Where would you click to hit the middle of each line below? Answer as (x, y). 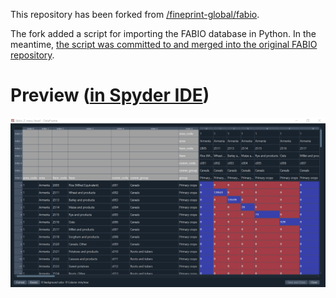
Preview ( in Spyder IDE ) (110, 95)
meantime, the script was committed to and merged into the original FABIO (164, 44)
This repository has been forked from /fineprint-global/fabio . (135, 14)
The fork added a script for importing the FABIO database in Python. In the (163, 33)
